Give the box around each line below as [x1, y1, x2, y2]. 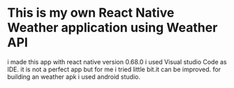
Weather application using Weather [7, 20, 218, 36]
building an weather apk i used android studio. [7, 72, 141, 81]
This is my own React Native [7, 5, 175, 21]
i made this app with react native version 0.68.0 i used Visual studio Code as [7, 57, 227, 66]
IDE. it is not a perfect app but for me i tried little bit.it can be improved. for [7, 65, 221, 73]
